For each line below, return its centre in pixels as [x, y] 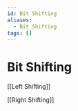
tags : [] [20, 33]
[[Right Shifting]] [31, 100]
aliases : [20, 20]
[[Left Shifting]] [29, 87]
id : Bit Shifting [32, 14]
